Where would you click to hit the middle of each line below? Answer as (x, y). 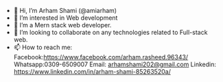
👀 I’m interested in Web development (66, 18)
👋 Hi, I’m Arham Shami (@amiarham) (65, 11)
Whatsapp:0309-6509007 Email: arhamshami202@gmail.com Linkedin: (115, 64)
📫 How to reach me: (43, 47)
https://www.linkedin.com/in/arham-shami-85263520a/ (92, 71)
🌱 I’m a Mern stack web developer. (62, 25)
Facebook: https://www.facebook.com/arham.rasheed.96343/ (101, 57)
